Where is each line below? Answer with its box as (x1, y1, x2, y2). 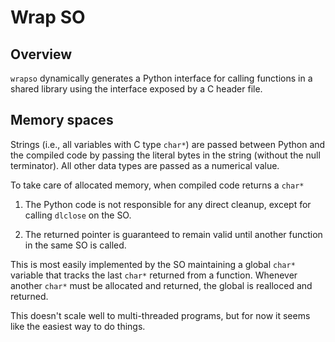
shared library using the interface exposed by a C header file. (10, 83, 263, 95)
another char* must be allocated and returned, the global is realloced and (10, 279, 313, 291)
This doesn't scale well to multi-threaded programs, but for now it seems (10, 309, 311, 321)
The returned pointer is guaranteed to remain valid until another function (24, 228, 323, 240)
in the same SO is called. (24, 239, 127, 251)
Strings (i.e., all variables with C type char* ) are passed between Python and (10, 138, 326, 150)
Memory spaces (10, 112, 114, 129)
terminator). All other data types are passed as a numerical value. (10, 159, 280, 171)
